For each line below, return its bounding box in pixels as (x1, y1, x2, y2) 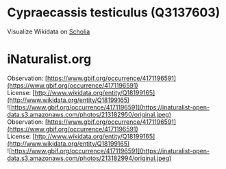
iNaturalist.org (7, 51, 92, 67)
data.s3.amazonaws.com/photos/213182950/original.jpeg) (7, 110, 172, 118)
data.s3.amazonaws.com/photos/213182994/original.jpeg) (7, 154, 172, 162)
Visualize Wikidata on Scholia (7, 27, 90, 36)
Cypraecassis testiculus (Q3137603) (7, 5, 221, 21)
